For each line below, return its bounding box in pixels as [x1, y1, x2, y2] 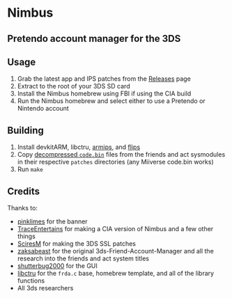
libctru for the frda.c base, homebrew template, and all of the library [17, 269, 215, 278]
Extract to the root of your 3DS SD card [17, 82, 130, 91]
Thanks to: [7, 204, 38, 212]
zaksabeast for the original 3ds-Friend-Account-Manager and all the [17, 247, 214, 256]
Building [7, 124, 44, 136]
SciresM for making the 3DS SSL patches [17, 240, 137, 248]
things [17, 232, 36, 241]
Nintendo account [17, 104, 70, 113]
